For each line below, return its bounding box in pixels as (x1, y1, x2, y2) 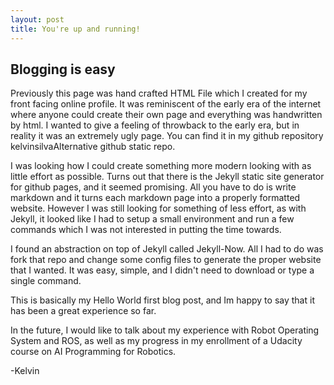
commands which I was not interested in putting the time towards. (10, 224, 282, 236)
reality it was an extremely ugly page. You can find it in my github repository (10, 130, 324, 142)
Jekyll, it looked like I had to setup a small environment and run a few (10, 213, 295, 225)
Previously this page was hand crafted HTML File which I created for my (10, 87, 308, 100)
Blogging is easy (10, 61, 116, 78)
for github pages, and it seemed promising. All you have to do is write (10, 181, 297, 193)
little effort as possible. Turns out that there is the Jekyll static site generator (10, 171, 325, 183)
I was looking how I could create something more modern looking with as (10, 160, 312, 172)
